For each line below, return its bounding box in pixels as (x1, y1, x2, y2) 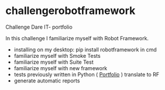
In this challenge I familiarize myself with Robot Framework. (5, 34, 149, 41)
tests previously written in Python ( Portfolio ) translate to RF (13, 71, 159, 78)
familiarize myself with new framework (13, 64, 108, 71)
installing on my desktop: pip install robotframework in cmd (13, 46, 157, 53)
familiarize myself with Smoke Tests (13, 52, 101, 59)
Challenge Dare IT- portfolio (5, 23, 73, 30)
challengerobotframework (5, 4, 136, 18)
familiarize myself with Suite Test (13, 58, 94, 65)
